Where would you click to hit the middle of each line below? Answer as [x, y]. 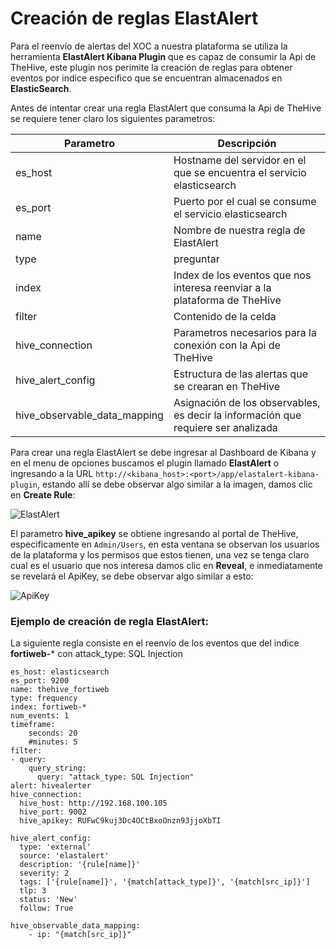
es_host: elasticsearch [60, 672]
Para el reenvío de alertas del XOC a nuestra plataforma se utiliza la [149, 46]
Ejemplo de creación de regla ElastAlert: [110, 621]
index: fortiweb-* [48, 707]
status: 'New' [48, 900]
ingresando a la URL [52, 473]
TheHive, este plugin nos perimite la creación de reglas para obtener [151, 67]
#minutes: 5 [53, 742]
